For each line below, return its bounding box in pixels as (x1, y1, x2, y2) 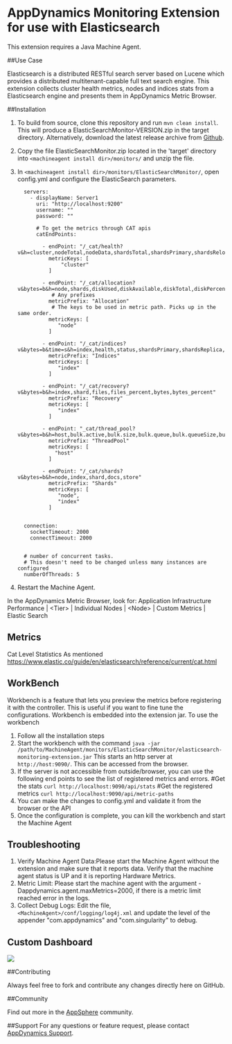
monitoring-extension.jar (17, 753, 92, 761)
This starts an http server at (93, 752, 173, 761)
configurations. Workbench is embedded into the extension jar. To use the (7, 710, 218, 719)
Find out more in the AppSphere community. (7, 1008, 134, 1016)
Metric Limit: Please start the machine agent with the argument (17, 879, 197, 888)
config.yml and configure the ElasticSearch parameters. (17, 175, 177, 183)
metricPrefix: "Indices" (48, 352, 121, 359)
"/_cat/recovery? (79, 382, 130, 389)
